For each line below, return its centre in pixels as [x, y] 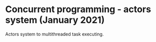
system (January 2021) [55, 20]
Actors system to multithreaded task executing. [54, 34]
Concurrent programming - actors [78, 9]
